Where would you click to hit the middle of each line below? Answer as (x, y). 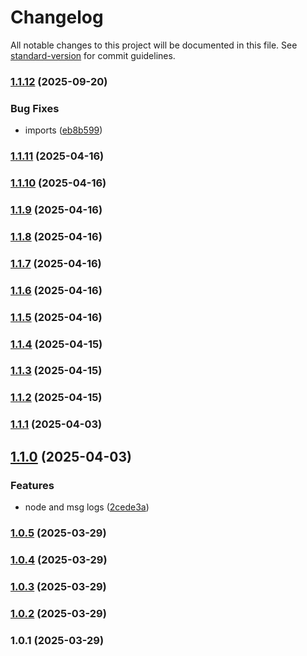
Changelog (57, 17)
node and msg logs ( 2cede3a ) (87, 507)
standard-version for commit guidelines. (93, 55)
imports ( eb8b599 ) (63, 130)
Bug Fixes (35, 108)
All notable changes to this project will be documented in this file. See (154, 45)
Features (32, 485)
